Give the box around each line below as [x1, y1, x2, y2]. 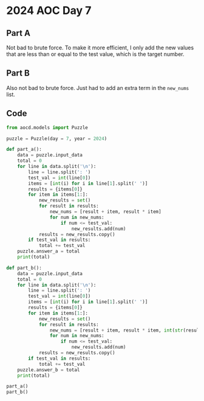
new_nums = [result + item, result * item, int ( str [49, 327, 183, 333]
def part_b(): [6, 265, 42, 271]
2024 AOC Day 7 [6, 4, 92, 18]
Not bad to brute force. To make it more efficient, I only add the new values [6, 44, 194, 51]
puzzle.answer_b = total [17, 366, 80, 373]
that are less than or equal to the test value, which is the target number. [6, 51, 185, 58]
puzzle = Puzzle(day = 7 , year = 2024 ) [6, 135, 107, 142]
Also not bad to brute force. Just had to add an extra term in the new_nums [6, 84, 189, 91]
